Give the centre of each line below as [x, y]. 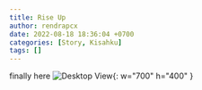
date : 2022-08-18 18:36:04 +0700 [72, 34]
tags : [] [26, 51]
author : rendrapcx [44, 26]
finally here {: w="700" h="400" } [101, 76]
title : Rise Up [38, 17]
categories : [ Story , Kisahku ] [66, 42]
